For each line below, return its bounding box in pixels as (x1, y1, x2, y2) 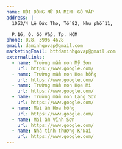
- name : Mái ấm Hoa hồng (12, 105, 75, 111)
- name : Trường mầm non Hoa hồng (12, 71, 97, 77)
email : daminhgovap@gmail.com (6, 43, 84, 49)
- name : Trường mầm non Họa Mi (12, 82, 91, 89)
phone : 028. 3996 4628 (6, 37, 64, 43)
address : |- (6, 15, 37, 21)
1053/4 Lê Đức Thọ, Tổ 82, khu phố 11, (12, 20, 113, 26)
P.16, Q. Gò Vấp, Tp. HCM (12, 31, 78, 37)
